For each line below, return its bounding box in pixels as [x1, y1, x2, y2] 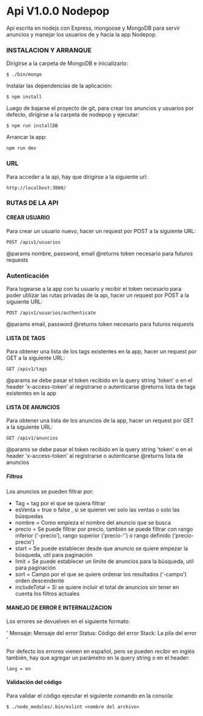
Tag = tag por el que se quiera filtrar [15, 500, 106, 507]
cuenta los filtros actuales [15, 590, 80, 598]
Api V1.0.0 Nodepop [6, 4, 110, 18]
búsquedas [15, 513, 44, 520]
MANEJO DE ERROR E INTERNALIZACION [6, 604, 112, 611]
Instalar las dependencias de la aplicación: [6, 82, 113, 89]
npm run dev [6, 145, 36, 151]
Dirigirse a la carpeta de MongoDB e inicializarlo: [6, 60, 128, 67]
